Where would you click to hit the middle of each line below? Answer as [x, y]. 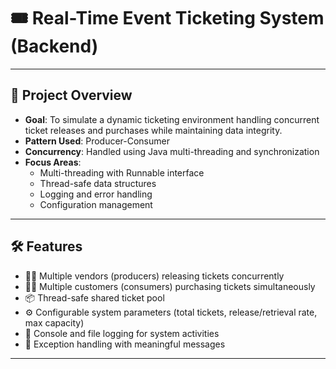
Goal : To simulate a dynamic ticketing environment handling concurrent [172, 119]
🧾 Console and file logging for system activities [122, 333]
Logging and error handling [96, 194]
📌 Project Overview [71, 95]
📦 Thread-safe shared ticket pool [94, 297]
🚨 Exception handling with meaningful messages [125, 344]
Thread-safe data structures [98, 183]
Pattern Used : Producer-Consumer [97, 141]
